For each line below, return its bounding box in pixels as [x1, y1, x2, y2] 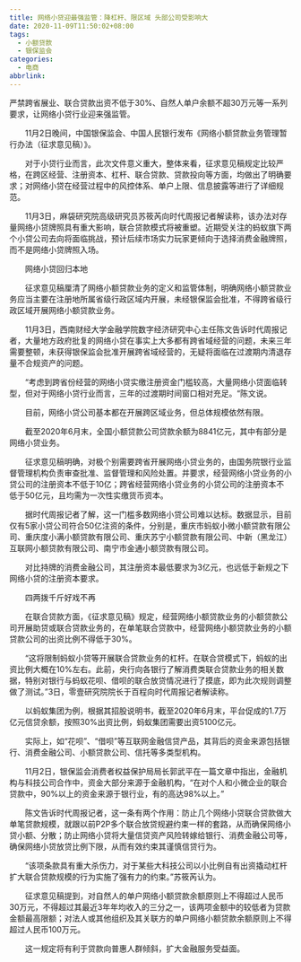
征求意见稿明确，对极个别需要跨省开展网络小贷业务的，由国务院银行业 [24, 456, 284, 467]
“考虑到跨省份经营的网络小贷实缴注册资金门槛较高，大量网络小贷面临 [24, 376, 280, 387]
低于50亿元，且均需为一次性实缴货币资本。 [9, 490, 168, 501]
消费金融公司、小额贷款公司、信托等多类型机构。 [24, 747, 206, 757]
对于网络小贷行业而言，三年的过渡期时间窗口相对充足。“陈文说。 [32, 388, 272, 398]
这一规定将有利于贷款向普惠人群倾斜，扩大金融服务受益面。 [24, 943, 245, 954]
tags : [9, 30, 30, 39]
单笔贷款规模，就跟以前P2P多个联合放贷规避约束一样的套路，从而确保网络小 [9, 818, 291, 829]
